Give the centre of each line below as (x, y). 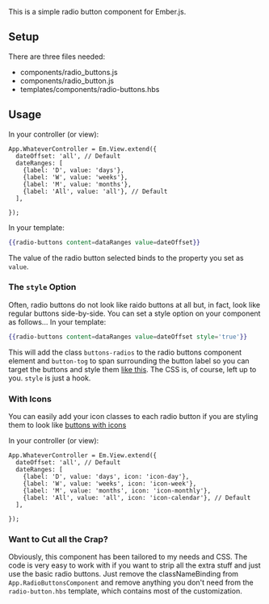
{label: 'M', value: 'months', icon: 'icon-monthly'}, (117, 491)
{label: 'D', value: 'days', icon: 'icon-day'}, (106, 476)
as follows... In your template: (57, 321)
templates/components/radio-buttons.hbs (90, 89)
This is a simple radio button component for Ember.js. (97, 12)
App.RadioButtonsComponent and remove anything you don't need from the (131, 583)
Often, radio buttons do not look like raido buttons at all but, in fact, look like (134, 304)
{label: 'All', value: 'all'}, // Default (95, 191)
